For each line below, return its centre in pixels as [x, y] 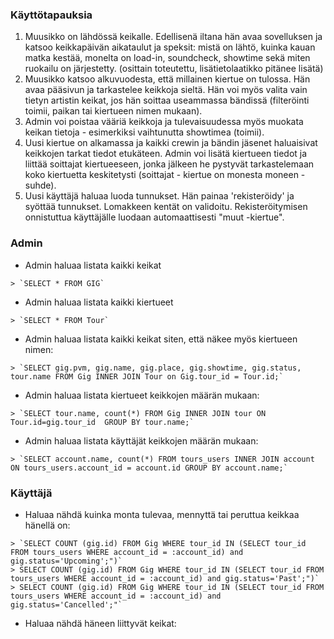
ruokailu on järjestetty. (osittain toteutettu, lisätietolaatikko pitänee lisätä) [174, 69]
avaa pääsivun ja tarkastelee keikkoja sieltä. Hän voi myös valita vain [166, 90]
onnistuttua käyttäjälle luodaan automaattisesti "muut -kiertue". [154, 217]
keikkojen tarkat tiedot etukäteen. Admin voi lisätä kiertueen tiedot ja [166, 154]
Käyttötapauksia [51, 15]
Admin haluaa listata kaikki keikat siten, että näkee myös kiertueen [161, 339]
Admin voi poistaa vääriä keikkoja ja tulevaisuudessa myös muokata [164, 122]
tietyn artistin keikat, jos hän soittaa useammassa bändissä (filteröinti [167, 100]
